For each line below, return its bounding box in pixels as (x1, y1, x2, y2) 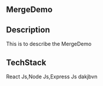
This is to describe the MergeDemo (6, 41, 92, 48)
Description (6, 25, 50, 35)
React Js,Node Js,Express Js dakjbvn (6, 73, 98, 80)
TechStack (6, 57, 46, 67)
